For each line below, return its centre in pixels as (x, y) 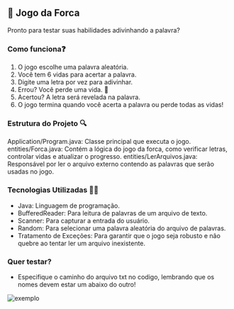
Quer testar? (29, 262)
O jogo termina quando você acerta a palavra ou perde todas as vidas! (121, 105)
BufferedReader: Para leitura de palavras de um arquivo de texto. (112, 213)
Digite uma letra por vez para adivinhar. (75, 82)
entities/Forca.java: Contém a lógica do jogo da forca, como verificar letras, (118, 149)
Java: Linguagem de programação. (69, 206)
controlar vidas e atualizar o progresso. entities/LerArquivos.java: (102, 157)
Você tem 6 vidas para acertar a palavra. (77, 74)
